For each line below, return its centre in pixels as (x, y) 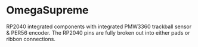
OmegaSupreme (47, 10)
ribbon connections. (31, 39)
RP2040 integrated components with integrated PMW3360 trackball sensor (99, 26)
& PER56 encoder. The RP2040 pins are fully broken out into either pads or (98, 32)
